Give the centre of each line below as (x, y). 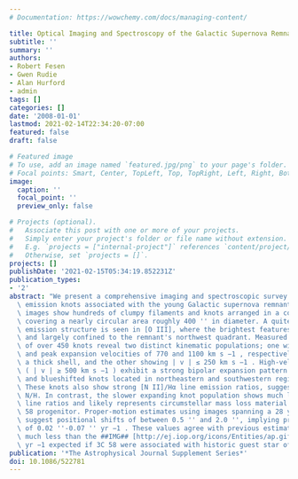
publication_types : (45, 280)
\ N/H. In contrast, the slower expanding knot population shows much (150, 396)
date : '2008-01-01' (45, 116)
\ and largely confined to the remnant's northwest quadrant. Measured (153, 338)
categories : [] (37, 107)
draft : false (33, 141)
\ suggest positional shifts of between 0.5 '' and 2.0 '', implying (148, 420)
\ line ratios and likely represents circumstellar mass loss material (153, 404)
